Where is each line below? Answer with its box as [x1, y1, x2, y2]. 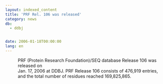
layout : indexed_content [5, 7, 57, 12]
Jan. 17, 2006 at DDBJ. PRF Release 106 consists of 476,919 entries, [18, 68, 158, 74]
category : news [5, 16, 37, 21]
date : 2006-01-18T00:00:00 [5, 39, 62, 44]
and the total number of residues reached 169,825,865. [18, 73, 131, 79]
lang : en [5, 44, 24, 49]
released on [18, 63, 43, 69]
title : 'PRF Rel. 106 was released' [5, 12, 82, 17]
